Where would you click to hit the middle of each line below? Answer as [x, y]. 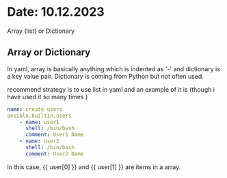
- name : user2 [39, 141]
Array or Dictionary [49, 52]
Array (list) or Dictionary [41, 31]
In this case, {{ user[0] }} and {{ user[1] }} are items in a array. [94, 167]
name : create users [35, 109]
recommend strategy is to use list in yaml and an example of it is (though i [111, 89]
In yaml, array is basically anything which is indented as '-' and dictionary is [114, 68]
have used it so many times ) [48, 97]
